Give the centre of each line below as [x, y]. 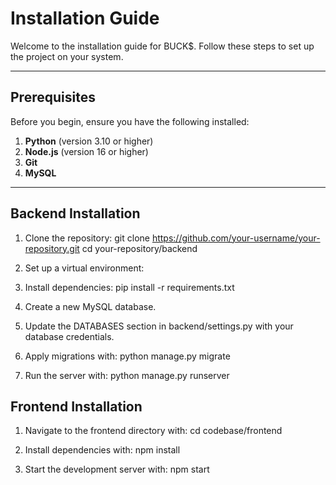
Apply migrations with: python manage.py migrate [127, 356]
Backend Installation [75, 213]
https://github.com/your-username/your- [236, 238]
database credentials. [69, 336]
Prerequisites [53, 97]
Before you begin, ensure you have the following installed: [130, 121]
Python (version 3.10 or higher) [89, 141]
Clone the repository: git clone [87, 238]
